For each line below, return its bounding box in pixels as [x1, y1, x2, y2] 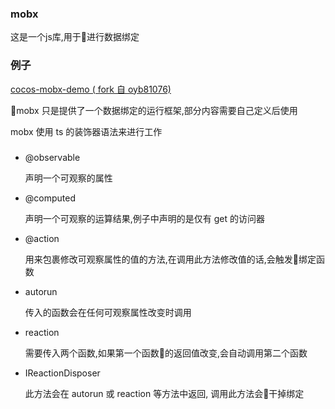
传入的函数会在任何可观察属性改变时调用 [24, 306, 192, 318]
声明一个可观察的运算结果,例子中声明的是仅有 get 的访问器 [24, 212, 266, 224]
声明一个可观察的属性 [24, 172, 113, 184]
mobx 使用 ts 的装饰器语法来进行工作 [10, 125, 163, 137]
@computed [24, 192, 77, 204]
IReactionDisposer [24, 367, 101, 379]
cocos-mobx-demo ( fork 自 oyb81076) [10, 83, 172, 95]
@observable [24, 151, 81, 163]
